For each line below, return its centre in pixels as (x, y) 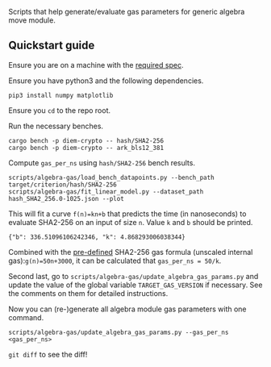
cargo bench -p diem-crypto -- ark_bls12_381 (86, 148)
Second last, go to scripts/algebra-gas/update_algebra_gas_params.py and (133, 276)
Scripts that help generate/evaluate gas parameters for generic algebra (127, 12)
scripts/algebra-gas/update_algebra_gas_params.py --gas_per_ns (119, 332)
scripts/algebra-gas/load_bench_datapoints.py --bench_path (112, 177)
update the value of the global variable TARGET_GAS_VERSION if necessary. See (135, 285)
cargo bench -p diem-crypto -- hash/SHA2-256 (86, 140)
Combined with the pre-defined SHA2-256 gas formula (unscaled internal (131, 252)
